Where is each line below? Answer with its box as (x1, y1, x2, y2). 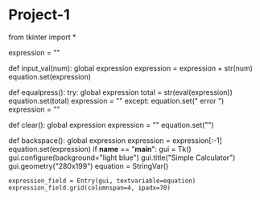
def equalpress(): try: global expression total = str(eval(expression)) (8, 87, 233, 97)
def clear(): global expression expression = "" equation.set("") (8, 120, 215, 129)
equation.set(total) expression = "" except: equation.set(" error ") (8, 96, 225, 105)
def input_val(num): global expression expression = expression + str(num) (8, 63, 254, 73)
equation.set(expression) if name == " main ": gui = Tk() (8, 144, 192, 153)
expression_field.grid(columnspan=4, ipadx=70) (8, 183, 171, 192)
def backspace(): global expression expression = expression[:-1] (8, 135, 223, 145)
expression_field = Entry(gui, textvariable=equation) (8, 177, 196, 185)
